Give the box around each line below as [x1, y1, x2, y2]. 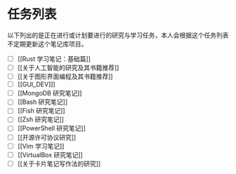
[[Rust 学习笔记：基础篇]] [17, 54, 91, 63]
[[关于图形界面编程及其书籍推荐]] [17, 72, 114, 81]
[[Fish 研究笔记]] [17, 107, 65, 115]
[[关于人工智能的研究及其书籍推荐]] [17, 64, 119, 72]
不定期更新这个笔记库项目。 [7, 39, 88, 48]
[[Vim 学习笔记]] [17, 142, 65, 150]
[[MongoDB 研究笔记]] [17, 89, 82, 98]
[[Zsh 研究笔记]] [17, 115, 65, 123]
